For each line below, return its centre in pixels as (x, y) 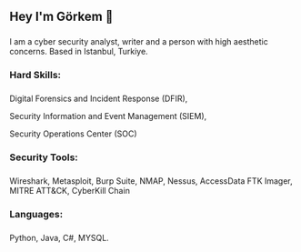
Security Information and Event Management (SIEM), (108, 116)
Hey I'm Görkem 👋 (61, 17)
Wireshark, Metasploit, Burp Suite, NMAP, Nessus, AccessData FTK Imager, (151, 181)
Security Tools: (44, 157)
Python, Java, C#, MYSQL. (59, 237)
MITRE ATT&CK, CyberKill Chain (70, 191)
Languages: (36, 214)
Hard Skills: (35, 76)
